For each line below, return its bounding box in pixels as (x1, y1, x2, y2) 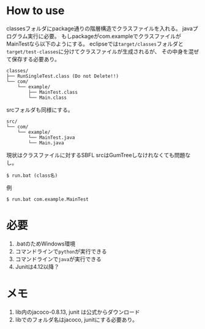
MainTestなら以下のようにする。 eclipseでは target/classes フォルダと (6, 40, 184, 47)
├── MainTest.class (28, 89, 78, 95)
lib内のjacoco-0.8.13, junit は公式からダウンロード (15, 308, 140, 315)
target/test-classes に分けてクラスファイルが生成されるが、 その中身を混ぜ (6, 47, 199, 55)
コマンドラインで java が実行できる (15, 255, 102, 263)
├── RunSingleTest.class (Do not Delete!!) (6, 73, 119, 79)
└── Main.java (28, 139, 64, 146)
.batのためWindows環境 (15, 240, 75, 247)
